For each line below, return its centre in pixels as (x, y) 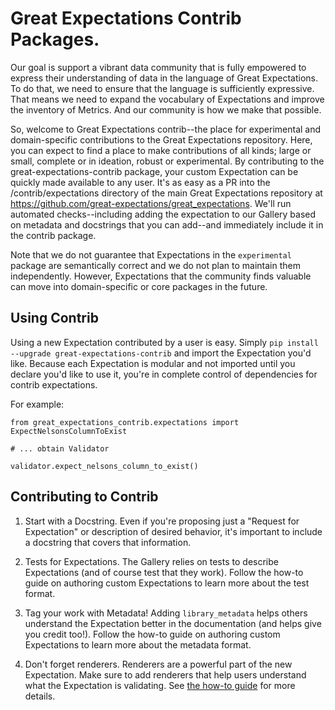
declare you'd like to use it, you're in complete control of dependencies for (164, 374)
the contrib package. (53, 235)
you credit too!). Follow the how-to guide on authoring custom (152, 634)
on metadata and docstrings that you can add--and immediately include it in (167, 224)
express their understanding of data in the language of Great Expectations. (164, 78)
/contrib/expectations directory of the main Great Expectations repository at (166, 193)
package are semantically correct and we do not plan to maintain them (155, 265)
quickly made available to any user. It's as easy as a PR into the (140, 182)
